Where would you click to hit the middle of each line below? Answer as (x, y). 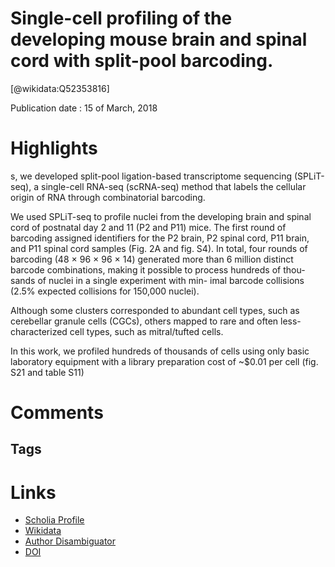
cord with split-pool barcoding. (142, 61)
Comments (57, 413)
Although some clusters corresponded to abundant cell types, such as (155, 310)
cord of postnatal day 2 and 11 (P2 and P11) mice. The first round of (148, 227)
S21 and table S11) (47, 372)
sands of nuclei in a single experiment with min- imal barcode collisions (157, 280)
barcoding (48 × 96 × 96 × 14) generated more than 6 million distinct (152, 259)
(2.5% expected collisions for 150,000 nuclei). (105, 291)
